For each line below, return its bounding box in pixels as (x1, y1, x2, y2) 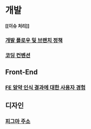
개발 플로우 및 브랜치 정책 (5, 37, 63, 44)
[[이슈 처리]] (5, 22, 29, 29)
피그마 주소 (5, 118, 31, 125)
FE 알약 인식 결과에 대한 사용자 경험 (5, 84, 86, 91)
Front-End (5, 68, 38, 76)
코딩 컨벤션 (5, 51, 31, 59)
